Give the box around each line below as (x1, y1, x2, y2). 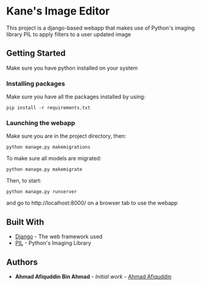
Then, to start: (6, 177, 42, 184)
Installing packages (6, 79, 65, 88)
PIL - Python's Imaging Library (15, 239, 91, 247)
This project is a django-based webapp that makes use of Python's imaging (6, 24, 195, 31)
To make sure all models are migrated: (6, 155, 102, 162)
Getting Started (6, 48, 66, 59)
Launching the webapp (6, 119, 76, 127)
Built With (6, 216, 44, 227)
